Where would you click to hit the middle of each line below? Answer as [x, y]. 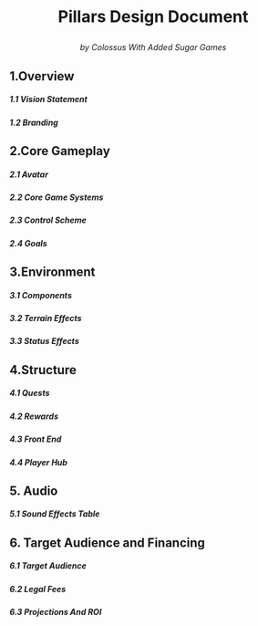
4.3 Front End [36, 439]
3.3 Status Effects [44, 341]
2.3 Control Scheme [48, 220]
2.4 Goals [28, 243]
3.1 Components [41, 295]
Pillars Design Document [153, 17]
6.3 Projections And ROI [56, 612]
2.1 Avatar [29, 174]
